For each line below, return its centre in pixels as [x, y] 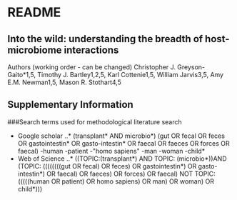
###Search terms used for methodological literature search [95, 121]
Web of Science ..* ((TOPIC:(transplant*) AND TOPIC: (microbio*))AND [122, 159]
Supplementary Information [70, 105]
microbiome [35, 50]
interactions [91, 50]
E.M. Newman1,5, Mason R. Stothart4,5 [64, 82]
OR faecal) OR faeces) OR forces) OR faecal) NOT [120, 174]
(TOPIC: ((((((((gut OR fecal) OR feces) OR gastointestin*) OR [107, 166]
